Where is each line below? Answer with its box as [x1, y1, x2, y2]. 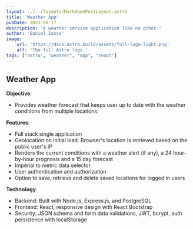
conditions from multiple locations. [14, 107, 99, 115]
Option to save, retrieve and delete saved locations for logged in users [14, 175, 185, 182]
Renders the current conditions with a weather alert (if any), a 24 [14, 149, 172, 156]
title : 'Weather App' [6, 14, 59, 20]
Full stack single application [14, 130, 82, 138]
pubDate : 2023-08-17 [6, 19, 57, 25]
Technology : [6, 186, 38, 193]
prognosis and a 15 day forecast [35, 156, 114, 163]
